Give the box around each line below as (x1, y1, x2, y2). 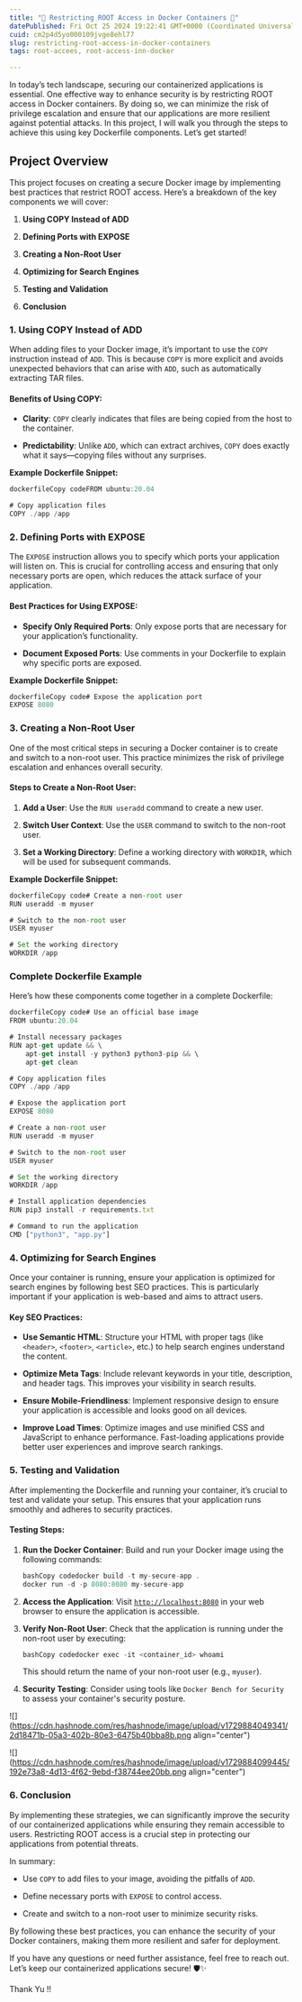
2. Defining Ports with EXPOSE (9, 531, 146, 543)
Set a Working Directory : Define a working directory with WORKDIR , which (22, 846, 292, 857)
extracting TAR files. (9, 373, 84, 384)
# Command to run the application (9, 1222, 139, 1231)
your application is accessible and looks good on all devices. (22, 1405, 247, 1415)
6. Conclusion (9, 1789, 72, 1802)
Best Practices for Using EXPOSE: (9, 600, 138, 611)
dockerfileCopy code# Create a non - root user (9, 891, 182, 900)
